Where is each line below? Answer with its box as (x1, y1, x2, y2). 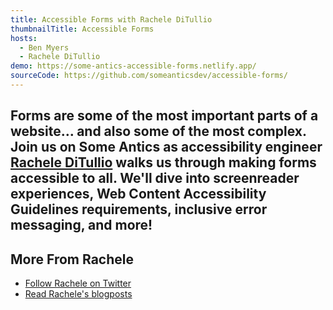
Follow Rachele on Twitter (24, 277, 132, 290)
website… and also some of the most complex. (10, 123, 307, 140)
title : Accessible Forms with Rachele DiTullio (10, 14, 213, 25)
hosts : (10, 33, 38, 43)
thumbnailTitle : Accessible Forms (10, 24, 155, 34)
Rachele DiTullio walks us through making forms (10, 154, 317, 171)
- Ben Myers (19, 42, 70, 53)
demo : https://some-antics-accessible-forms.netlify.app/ (10, 61, 257, 71)
